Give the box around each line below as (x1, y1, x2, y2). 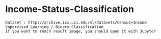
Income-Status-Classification (5, 3, 134, 15)
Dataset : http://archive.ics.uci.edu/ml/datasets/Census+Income (5, 20, 147, 25)
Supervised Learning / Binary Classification (5, 24, 103, 29)
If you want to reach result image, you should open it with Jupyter (5, 28, 156, 33)
